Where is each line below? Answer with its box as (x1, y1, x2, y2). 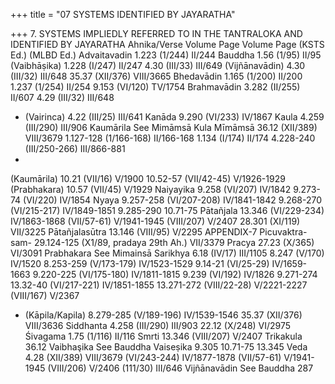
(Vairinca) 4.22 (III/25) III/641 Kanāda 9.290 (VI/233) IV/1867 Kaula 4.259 (24, 111, 325, 123)
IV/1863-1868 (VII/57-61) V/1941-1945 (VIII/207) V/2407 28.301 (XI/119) (10, 215, 301, 227)
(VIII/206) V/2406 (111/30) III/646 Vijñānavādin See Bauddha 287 (47, 362, 314, 374)
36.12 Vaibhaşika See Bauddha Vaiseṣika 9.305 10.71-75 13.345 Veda (24, 341, 308, 353)
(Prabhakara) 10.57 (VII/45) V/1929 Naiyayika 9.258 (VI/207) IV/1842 (10, 184, 292, 195)
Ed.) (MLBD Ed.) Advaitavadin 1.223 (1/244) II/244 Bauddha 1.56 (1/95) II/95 (10, 49, 322, 61)
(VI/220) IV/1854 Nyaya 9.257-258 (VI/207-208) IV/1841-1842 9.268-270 (23, 194, 323, 206)
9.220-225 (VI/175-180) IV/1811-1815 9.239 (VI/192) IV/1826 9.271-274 (32, 269, 318, 280)
